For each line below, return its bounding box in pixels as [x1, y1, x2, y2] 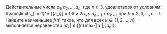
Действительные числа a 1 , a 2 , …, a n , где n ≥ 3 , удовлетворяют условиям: [5, 4, 162, 11]
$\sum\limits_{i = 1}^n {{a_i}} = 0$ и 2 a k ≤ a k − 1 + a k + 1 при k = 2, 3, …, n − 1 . [5, 10, 162, 18]
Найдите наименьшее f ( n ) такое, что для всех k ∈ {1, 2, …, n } [5, 17, 135, 23]
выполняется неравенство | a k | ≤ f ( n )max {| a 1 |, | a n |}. [5, 22, 116, 29]
